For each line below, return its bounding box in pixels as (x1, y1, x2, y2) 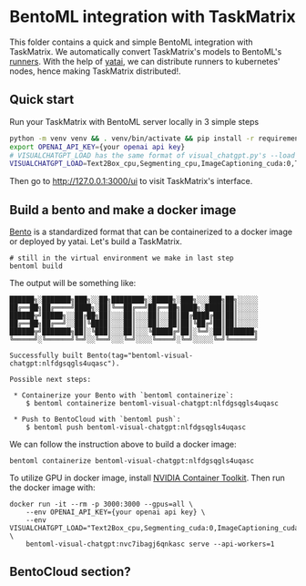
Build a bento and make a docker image (9, 202, 237, 218)
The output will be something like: (9, 278, 137, 289)
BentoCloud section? (9, 564, 131, 580)
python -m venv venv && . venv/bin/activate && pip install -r (9, 134, 255, 143)
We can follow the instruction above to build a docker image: (9, 439, 237, 450)
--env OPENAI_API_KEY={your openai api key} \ (25, 508, 206, 517)
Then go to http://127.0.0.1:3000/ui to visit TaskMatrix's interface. (9, 176, 253, 187)
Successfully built (9, 351, 84, 361)
